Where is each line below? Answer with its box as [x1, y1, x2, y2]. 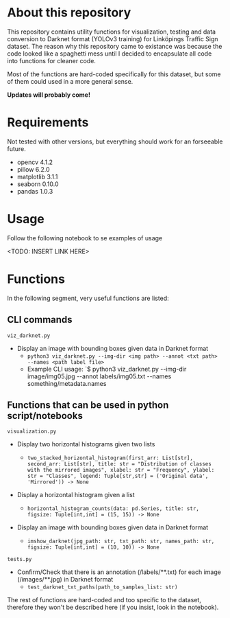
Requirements [7, 115, 89, 130]
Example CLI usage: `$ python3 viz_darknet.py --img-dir [27, 365, 187, 373]
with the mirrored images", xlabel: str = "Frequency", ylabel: [27, 467, 215, 474]
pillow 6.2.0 [16, 165, 50, 173]
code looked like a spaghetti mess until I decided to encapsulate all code [7, 49, 212, 58]
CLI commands [7, 314, 73, 325]
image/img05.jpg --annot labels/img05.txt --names [27, 372, 172, 380]
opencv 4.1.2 [16, 158, 53, 166]
